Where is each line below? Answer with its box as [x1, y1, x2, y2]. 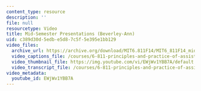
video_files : [6, 43, 39, 48]
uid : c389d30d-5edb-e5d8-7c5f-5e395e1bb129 [6, 37, 117, 43]
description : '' [6, 14, 47, 20]
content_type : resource [6, 8, 66, 15]
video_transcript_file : [11, 64, 71, 71]
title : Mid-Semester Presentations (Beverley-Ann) [6, 31, 135, 37]
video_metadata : [6, 70, 47, 76]
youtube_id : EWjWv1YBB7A [11, 75, 74, 81]
